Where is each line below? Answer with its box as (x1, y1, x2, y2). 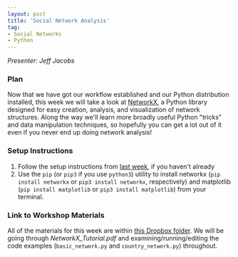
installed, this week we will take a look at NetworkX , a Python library (7, 98, 208, 107)
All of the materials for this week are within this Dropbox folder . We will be (7, 226, 224, 235)
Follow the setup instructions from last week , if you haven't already (17, 162, 215, 171)
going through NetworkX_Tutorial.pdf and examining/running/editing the (7, 234, 219, 243)
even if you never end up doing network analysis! (7, 128, 152, 137)
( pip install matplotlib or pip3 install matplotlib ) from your (17, 184, 207, 193)
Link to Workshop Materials (7, 210, 105, 220)
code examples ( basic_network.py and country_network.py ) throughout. (7, 241, 218, 250)
